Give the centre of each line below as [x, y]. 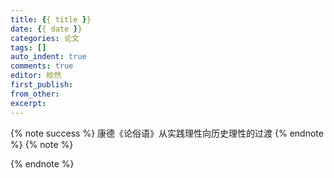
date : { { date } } [46, 29]
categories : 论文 [45, 38]
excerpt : [28, 103]
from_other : [35, 94]
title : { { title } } [51, 19]
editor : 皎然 [36, 76]
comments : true [42, 66]
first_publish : [42, 85]
